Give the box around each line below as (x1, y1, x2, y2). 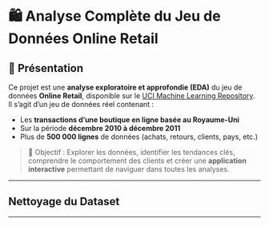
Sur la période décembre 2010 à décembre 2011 (19, 124, 181, 133)
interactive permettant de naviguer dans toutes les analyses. (27, 165, 230, 173)
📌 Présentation (8, 61, 84, 75)
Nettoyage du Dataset (8, 195, 120, 208)
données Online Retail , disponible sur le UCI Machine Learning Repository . (8, 91, 255, 101)
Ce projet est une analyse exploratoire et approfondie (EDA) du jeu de (8, 82, 243, 92)
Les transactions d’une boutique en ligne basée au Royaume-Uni (19, 115, 240, 125)
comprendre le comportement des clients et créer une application (27, 156, 247, 165)
